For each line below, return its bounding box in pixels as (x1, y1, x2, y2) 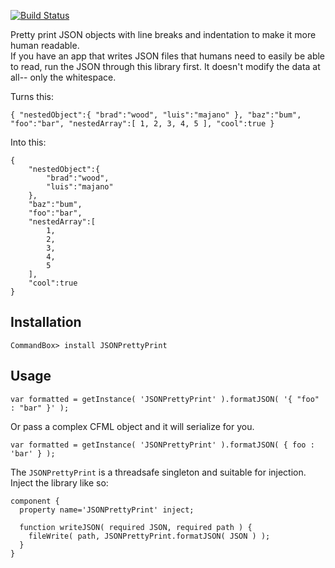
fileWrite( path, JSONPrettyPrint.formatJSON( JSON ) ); (28, 531, 271, 541)
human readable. (10, 40, 80, 51)
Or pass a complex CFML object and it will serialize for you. (10, 420, 255, 432)
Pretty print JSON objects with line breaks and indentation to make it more (10, 29, 317, 40)
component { (10, 496, 60, 506)
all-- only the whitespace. (10, 71, 117, 83)
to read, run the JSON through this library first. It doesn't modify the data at (10, 61, 321, 72)
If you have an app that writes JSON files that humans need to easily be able (10, 50, 326, 62)
